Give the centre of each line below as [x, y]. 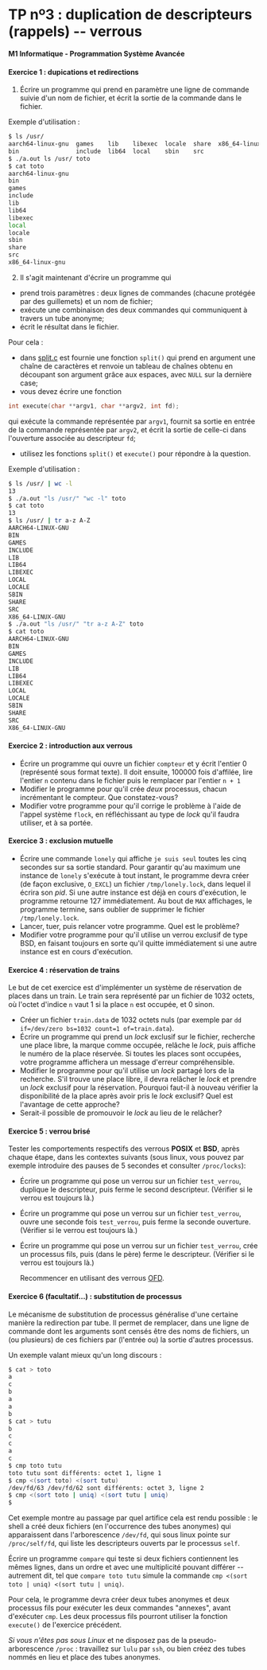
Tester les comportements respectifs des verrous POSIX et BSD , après [124, 1149]
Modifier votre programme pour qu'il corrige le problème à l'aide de [130, 806]
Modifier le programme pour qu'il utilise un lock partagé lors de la [127, 1071]
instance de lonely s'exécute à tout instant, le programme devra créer [134, 875]
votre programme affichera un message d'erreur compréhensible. [127, 1062]
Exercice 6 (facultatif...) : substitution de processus [95, 1296]
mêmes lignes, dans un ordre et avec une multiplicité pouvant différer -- [126, 1567]
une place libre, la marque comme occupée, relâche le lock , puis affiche [137, 1045]
